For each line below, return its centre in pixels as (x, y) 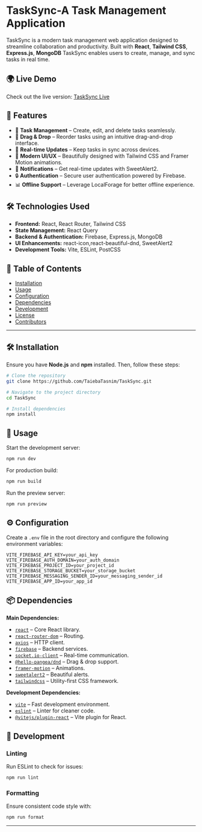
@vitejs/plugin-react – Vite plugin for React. (71, 717)
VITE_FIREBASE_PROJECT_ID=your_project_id (60, 565)
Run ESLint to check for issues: (45, 766)
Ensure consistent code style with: (49, 806)
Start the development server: (43, 448)
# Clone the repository (36, 376)
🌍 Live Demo (32, 79)
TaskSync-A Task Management (86, 11)
